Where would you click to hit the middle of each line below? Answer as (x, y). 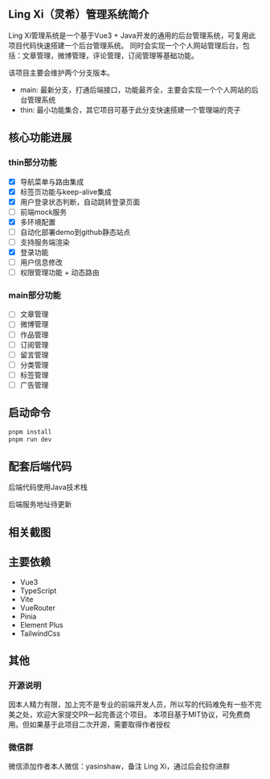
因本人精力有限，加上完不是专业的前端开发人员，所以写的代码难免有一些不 (131, 705)
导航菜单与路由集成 (52, 181)
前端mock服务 (43, 212)
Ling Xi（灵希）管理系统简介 (79, 14)
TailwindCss (40, 633)
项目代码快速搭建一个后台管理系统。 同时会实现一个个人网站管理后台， (125, 45)
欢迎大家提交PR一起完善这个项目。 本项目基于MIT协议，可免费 (139, 715)
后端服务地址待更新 (40, 505)
